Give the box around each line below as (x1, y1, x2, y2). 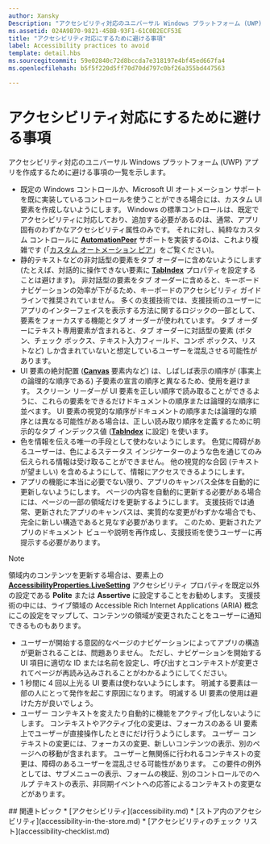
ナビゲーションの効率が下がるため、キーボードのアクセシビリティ (19, 285, 239, 295)
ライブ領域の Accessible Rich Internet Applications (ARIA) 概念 (50, 600, 259, 610)
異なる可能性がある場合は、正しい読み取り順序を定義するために (41, 416, 254, 426)
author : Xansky (8, 11, 60, 20)
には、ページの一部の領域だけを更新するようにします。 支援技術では (19, 497, 248, 507)
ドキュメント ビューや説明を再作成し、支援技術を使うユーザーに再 (41, 527, 263, 537)
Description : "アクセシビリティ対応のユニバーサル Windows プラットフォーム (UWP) (8, 19, 262, 27)
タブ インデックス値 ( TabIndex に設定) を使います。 (41, 426, 213, 436)
